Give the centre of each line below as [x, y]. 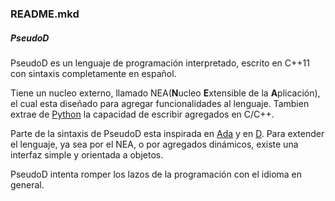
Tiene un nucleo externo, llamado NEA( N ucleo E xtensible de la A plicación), [165, 93]
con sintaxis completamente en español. [93, 73]
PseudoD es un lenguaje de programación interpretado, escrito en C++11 [160, 63]
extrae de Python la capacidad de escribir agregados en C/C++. [142, 114]
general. [27, 184]
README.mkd [45, 14]
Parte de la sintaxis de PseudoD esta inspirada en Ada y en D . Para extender [167, 133]
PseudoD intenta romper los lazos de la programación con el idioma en [156, 174]
